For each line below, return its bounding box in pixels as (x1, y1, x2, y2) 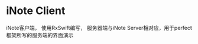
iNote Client (6, 4, 66, 18)
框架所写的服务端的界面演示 (6, 31, 74, 39)
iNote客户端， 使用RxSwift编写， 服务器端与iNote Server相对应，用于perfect (6, 24, 192, 31)
